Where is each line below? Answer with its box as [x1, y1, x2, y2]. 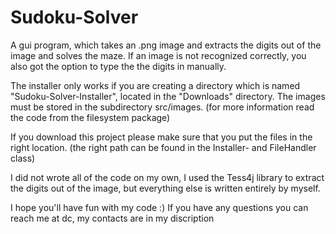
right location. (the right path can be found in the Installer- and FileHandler [10, 141, 317, 153]
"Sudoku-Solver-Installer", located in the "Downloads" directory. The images [10, 90, 326, 102]
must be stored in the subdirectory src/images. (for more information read [10, 101, 315, 113]
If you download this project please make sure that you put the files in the [10, 131, 313, 143]
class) [10, 152, 36, 164]
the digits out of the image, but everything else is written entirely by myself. [10, 182, 321, 194]
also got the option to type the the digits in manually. [10, 60, 227, 72]
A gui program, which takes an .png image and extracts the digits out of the [10, 39, 322, 51]
